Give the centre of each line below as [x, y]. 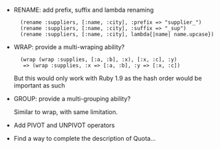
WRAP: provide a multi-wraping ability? [69, 47]
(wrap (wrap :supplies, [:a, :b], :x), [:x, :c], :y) [99, 59]
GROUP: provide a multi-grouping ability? [72, 99]
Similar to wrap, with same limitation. [66, 112]
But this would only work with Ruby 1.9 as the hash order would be [108, 78]
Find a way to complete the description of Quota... [85, 138]
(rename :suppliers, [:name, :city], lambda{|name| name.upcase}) [117, 34]
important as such [39, 85]
